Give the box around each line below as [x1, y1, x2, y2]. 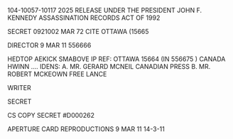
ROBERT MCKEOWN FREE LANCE [7, 70, 107, 78]
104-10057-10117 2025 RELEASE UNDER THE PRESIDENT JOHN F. [7, 6, 202, 14]
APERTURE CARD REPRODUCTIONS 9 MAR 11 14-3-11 [7, 125, 165, 133]
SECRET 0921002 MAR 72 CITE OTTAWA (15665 [7, 28, 149, 35]
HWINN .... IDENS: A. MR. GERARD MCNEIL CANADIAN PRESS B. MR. [7, 62, 211, 70]
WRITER [7, 84, 32, 91]
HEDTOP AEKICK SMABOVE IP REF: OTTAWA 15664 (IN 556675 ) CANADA [7, 55, 226, 63]
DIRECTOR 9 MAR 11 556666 [7, 41, 92, 49]
